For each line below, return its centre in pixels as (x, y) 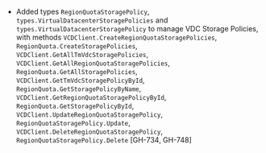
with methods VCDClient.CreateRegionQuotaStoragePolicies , (116, 37)
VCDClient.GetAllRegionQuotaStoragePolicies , (93, 63)
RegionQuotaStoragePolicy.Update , (73, 123)
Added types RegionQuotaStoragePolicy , (83, 12)
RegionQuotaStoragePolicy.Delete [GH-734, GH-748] (104, 140)
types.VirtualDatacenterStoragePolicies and (92, 20)
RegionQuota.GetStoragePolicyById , (75, 105)
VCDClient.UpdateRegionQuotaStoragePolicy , (89, 114)
